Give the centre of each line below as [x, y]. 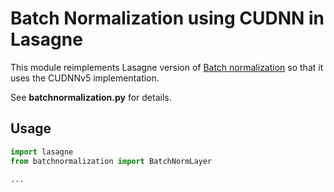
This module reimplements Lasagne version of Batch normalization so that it [167, 67]
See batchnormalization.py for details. [91, 97]
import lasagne [42, 152]
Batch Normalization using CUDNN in [167, 18]
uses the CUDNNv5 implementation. [85, 78]
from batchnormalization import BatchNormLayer [111, 161]
